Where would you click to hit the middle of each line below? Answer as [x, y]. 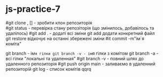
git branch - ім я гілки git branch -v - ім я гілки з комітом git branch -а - [82, 53]
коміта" [14, 43]
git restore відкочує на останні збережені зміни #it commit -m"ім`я [75, 38]
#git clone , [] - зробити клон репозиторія [49, 23]
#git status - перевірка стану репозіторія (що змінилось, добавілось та [80, 28]
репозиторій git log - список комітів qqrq [49, 69]
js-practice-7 [33, 9]
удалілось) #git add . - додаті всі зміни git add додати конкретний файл [80, 33]
